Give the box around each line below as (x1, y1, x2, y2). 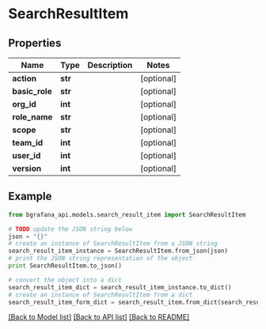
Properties (8, 36, 62, 50)
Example (8, 190, 52, 203)
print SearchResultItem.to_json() (8, 262, 123, 270)
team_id (12, 138, 44, 148)
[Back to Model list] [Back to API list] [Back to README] (8, 312, 190, 322)
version (12, 163, 42, 174)
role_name (12, 112, 53, 123)
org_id (12, 99, 37, 109)
